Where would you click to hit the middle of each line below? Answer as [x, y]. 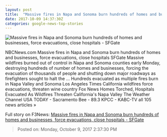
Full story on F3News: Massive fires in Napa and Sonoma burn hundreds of [82, 115]
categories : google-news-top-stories [44, 23]
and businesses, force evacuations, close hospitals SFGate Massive [75, 58]
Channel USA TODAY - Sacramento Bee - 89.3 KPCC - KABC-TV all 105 [78, 100]
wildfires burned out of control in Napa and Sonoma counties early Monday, [83, 63]
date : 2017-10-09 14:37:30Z [34, 19]
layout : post [19, 10]
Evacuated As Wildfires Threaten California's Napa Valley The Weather [78, 94]
